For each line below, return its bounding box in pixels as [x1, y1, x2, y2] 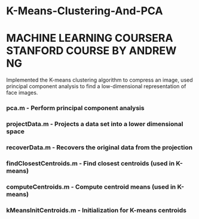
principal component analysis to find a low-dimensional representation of [6, 83, 186, 90]
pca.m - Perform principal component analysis [6, 104, 145, 112]
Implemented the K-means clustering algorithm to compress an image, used [6, 76, 193, 84]
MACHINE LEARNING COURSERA [6, 32, 173, 45]
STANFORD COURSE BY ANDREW [6, 44, 177, 58]
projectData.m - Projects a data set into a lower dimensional [6, 120, 183, 128]
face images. [6, 89, 38, 96]
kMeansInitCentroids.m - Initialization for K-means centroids [6, 206, 187, 214]
